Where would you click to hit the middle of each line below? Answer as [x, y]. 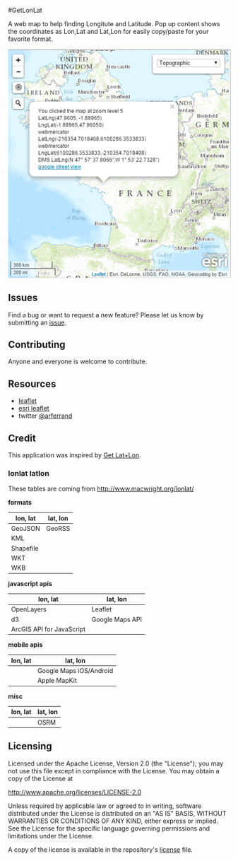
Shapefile [25, 548]
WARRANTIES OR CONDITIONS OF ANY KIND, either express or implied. [113, 821]
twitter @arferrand [45, 416]
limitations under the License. [51, 836]
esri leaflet [34, 409]
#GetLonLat [25, 10]
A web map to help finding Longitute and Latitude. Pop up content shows [114, 24]
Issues [23, 298]
